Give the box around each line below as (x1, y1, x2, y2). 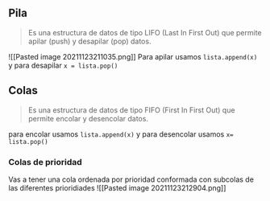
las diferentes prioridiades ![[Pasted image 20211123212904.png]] (8, 183, 226, 192)
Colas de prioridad (8, 156, 82, 167)
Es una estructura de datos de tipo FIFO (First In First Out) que (27, 105, 235, 115)
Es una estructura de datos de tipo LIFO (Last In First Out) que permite (27, 27, 262, 37)
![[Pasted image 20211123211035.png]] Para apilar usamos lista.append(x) (8, 51, 258, 61)
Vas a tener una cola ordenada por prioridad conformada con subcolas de (8, 174, 254, 184)
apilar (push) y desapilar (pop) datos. (27, 36, 152, 46)
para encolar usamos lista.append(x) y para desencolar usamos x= (8, 129, 234, 139)
